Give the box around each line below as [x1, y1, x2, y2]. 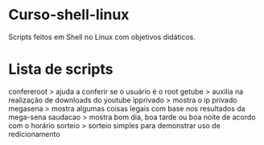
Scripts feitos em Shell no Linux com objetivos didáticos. [8, 32, 196, 42]
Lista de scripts [8, 60, 113, 79]
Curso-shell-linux [8, 6, 130, 24]
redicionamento [8, 129, 60, 139]
